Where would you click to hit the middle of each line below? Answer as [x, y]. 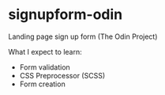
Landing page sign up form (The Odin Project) [83, 36]
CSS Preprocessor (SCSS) [62, 75]
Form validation [45, 67]
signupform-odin [66, 15]
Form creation [42, 84]
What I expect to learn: [45, 51]
